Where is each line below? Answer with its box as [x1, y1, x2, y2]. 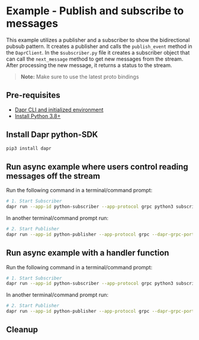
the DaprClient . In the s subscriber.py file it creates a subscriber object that [6, 49, 190, 56]
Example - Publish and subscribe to [6, 4, 184, 18]
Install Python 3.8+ [14, 112, 61, 119]
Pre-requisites [6, 90, 60, 100]
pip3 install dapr [6, 145, 52, 151]
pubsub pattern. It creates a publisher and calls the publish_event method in [6, 43, 192, 50]
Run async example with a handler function [6, 248, 169, 258]
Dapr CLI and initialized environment [14, 106, 104, 113]
